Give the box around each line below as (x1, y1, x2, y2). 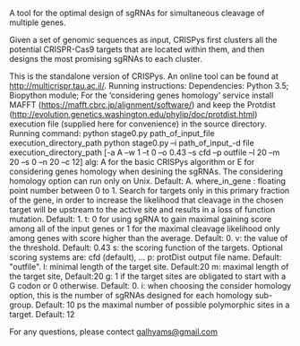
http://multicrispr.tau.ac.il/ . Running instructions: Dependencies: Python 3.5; (9, 81, 289, 91)
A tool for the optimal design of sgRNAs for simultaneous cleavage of (9, 8, 265, 18)
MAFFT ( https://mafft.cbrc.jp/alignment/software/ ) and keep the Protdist (9, 99, 276, 110)
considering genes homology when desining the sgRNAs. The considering (9, 166, 284, 177)
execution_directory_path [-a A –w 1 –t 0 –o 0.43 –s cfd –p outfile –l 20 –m (9, 147, 280, 158)
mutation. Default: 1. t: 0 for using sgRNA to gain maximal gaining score (9, 214, 272, 224)
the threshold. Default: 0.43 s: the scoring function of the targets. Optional (9, 242, 284, 253)
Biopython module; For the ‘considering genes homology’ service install (9, 90, 274, 100)
